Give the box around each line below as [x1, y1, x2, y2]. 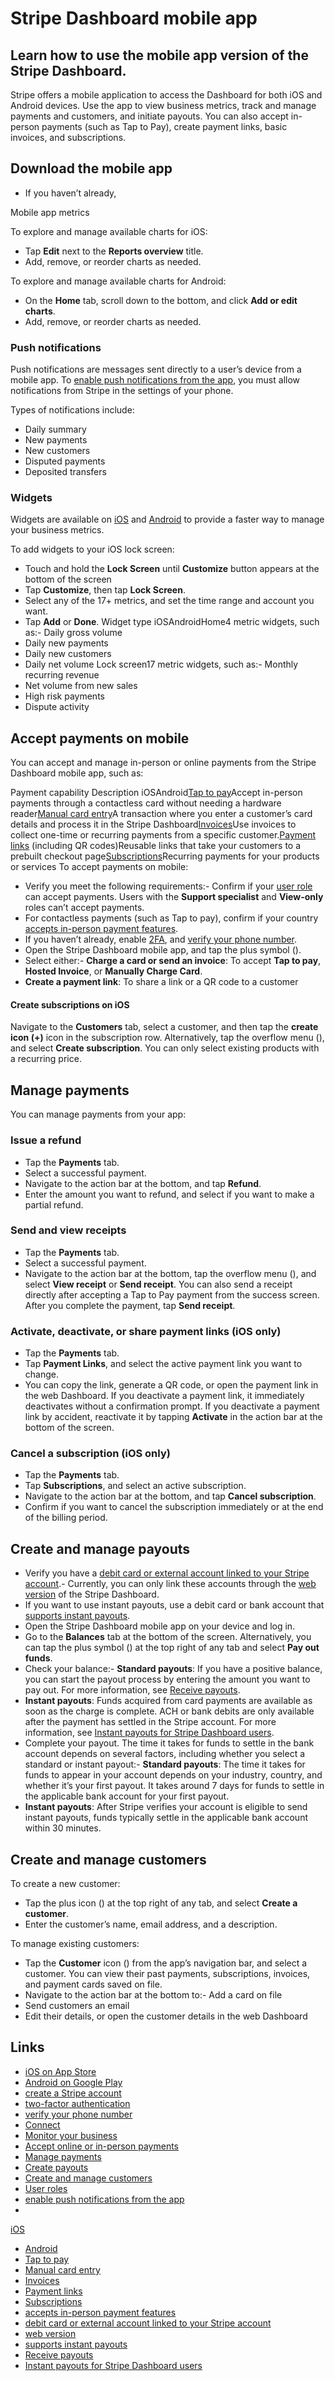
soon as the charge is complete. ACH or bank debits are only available [24, 1705, 315, 1717]
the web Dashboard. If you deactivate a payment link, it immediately [24, 1390, 305, 1402]
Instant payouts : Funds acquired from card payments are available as [24, 1695, 313, 1707]
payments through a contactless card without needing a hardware [10, 797, 282, 809]
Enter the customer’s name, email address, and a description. [24, 1918, 278, 1931]
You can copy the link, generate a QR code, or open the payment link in [24, 1379, 319, 1391]
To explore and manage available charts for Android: [10, 275, 227, 287]
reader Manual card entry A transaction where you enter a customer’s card [10, 808, 313, 820]
